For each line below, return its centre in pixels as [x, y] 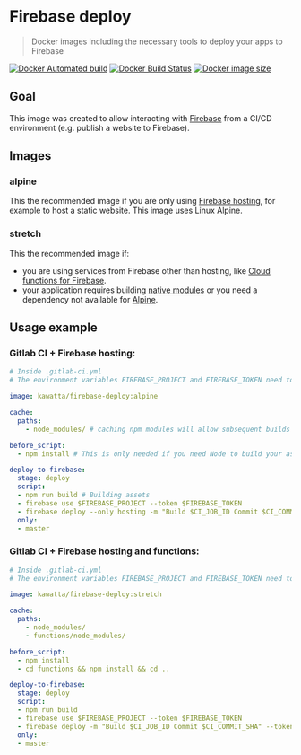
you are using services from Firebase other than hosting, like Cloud [146, 270]
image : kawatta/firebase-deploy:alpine [84, 397]
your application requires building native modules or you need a [140, 290]
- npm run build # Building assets [84, 496]
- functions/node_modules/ [76, 636]
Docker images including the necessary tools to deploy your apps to [157, 41]
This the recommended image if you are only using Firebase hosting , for [142, 201]
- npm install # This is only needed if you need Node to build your [150, 454]
